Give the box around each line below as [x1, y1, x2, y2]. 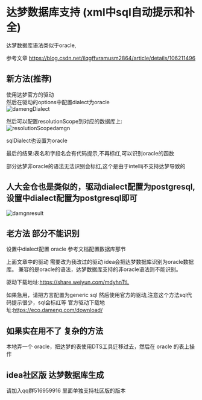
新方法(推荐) [6, 73, 52, 84]
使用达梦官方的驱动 [6, 91, 54, 98]
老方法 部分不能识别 [6, 228, 80, 239]
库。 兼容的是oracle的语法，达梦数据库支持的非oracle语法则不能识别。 [6, 266, 182, 273]
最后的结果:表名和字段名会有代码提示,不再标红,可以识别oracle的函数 [6, 149, 175, 157]
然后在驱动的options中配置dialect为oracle [6, 98, 110, 105]
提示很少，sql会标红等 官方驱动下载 [11, 299, 100, 306]
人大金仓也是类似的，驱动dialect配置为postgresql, [6, 182, 196, 192]
